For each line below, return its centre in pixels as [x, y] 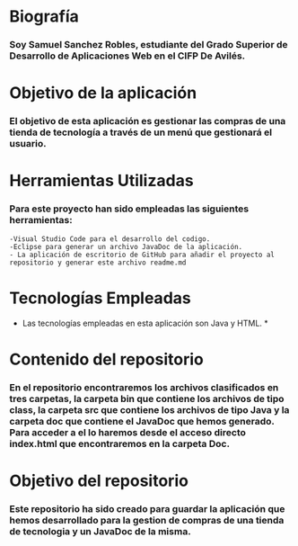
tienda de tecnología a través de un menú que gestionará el [140, 132]
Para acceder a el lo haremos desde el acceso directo [128, 432]
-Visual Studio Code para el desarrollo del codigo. [110, 239]
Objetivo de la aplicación [103, 93]
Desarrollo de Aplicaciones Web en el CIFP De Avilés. [127, 56]
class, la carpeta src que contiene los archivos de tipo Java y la [149, 409]
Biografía [44, 17]
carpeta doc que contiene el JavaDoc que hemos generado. [142, 421]
